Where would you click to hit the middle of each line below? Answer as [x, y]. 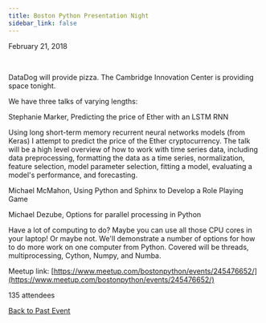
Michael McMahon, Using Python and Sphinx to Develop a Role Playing [126, 190]
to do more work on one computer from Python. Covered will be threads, [129, 247]
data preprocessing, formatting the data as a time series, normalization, [127, 158]
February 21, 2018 [38, 46]
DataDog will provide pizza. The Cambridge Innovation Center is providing [131, 77]
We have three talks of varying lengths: [73, 101]
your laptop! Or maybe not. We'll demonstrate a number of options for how [132, 238]
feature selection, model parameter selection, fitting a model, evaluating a [131, 166]
